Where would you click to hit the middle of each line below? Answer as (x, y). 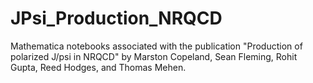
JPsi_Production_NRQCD (116, 18)
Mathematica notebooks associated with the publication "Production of (156, 46)
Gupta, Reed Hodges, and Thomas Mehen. (98, 67)
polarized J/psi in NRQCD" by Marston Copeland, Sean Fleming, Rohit (154, 56)
